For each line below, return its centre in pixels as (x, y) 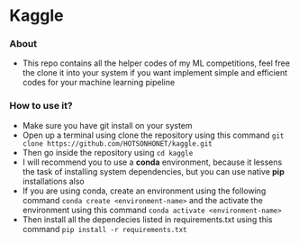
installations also (54, 181)
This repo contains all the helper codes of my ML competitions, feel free (156, 63)
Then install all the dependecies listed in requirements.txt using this (147, 219)
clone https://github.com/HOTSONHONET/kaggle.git (118, 144)
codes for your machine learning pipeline (99, 83)
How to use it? (41, 106)
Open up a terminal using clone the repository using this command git (153, 135)
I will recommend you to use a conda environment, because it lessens (152, 162)
